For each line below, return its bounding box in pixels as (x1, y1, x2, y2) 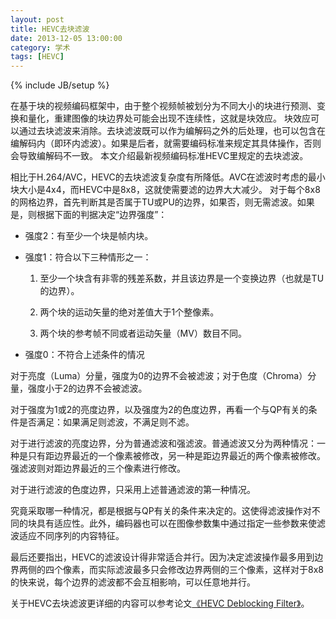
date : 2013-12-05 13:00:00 (10, 33, 123, 43)
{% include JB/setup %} (10, 79, 110, 91)
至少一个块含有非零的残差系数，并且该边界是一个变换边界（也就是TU (39, 272, 325, 285)
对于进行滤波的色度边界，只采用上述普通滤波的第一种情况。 (10, 484, 256, 496)
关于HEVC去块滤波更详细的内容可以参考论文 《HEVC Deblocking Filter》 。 (10, 597, 310, 610)
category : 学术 (10, 42, 71, 53)
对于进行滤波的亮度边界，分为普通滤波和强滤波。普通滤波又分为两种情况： (10, 437, 317, 450)
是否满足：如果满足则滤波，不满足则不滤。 (18, 416, 195, 428)
